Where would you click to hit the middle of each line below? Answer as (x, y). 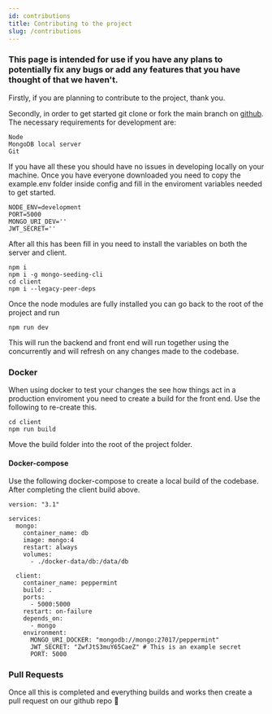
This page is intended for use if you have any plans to (116, 59)
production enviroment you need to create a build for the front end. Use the (134, 398)
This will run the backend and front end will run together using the (119, 342)
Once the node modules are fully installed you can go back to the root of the (136, 304)
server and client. (38, 252)
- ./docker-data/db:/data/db (79, 562)
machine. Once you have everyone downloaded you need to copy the (125, 175)
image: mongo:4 (49, 541)
